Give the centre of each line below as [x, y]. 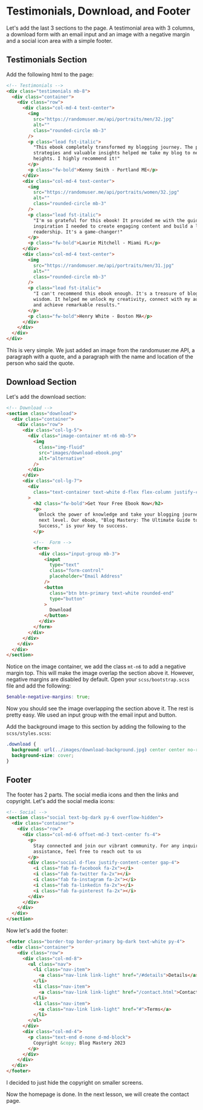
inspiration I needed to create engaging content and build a [113, 226]
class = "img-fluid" [62, 447]
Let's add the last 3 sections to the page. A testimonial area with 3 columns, [101, 28]
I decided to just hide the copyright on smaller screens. [75, 1082]
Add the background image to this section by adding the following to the [96, 727]
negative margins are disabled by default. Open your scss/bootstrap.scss [98, 680]
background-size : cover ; [43, 755]
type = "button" [67, 599]
